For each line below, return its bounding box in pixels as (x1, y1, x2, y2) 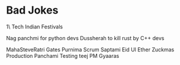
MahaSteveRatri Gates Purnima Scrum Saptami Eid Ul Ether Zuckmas (6, 45, 175, 53)
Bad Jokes (6, 4, 59, 17)
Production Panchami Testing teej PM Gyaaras (6, 52, 120, 59)
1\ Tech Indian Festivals (6, 23, 63, 30)
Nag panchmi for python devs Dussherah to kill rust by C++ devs (6, 34, 165, 41)
